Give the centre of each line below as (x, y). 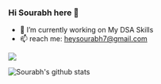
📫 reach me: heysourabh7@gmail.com (84, 39)
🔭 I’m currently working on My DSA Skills (86, 30)
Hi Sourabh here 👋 (44, 13)
